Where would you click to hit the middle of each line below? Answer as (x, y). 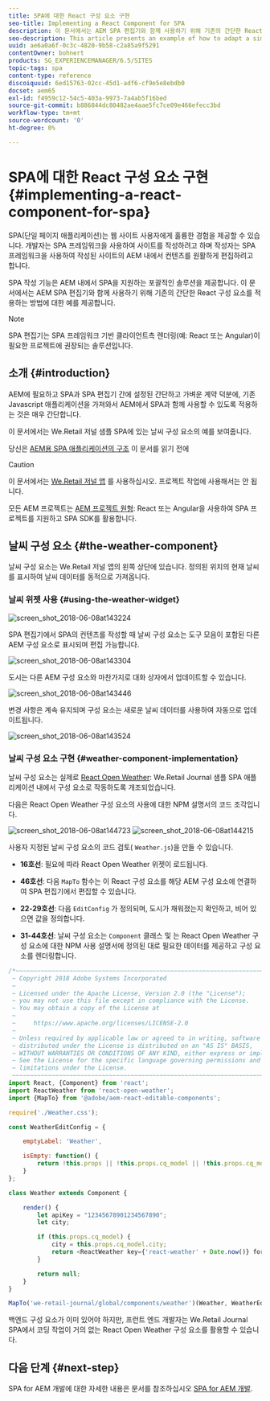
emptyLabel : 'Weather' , (63, 1142)
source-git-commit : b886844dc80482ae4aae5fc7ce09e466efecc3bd (115, 105)
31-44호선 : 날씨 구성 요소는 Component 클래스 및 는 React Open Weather (135, 935)
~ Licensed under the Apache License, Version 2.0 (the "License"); (129, 993)
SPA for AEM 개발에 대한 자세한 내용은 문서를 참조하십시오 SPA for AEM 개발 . (131, 1389)
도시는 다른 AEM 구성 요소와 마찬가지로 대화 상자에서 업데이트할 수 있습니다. (127, 677)
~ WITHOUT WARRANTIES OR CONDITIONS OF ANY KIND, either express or (129, 1053)
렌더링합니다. (55, 955)
